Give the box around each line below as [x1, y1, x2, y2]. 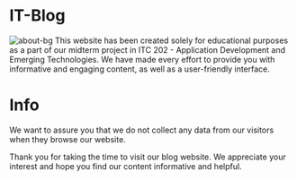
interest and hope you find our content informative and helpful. [9, 160, 242, 171]
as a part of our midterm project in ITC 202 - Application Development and [9, 44, 286, 55]
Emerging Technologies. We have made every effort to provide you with [9, 54, 275, 64]
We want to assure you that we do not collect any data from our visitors [9, 124, 274, 135]
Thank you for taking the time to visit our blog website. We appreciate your [9, 151, 286, 162]
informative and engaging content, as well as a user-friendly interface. [9, 64, 270, 74]
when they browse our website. [9, 133, 126, 144]
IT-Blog [9, 5, 66, 26]
